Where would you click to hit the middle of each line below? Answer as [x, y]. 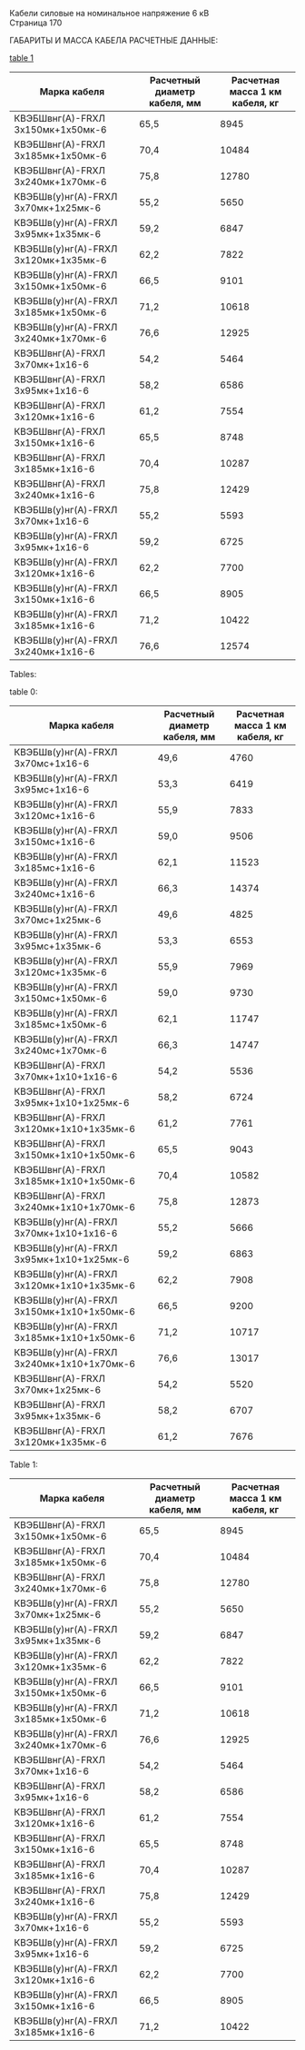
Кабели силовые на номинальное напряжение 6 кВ [109, 13]
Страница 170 [36, 23]
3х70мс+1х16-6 [52, 764]
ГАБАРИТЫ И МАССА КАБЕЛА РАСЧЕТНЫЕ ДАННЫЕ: [114, 40]
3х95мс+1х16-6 [52, 789]
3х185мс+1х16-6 [54, 868]
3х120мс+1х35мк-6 [60, 972]
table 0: [24, 692]
